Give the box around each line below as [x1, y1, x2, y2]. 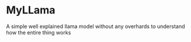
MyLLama [6, 3, 56, 17]
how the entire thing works [6, 29, 71, 36]
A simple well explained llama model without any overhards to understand [6, 23, 186, 30]
